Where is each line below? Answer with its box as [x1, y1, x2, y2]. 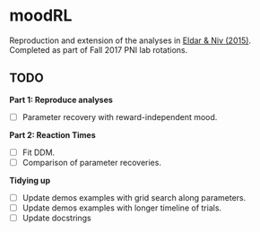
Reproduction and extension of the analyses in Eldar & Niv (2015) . [9, 35, 252, 46]
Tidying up [9, 175, 51, 185]
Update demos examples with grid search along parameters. [22, 192, 247, 202]
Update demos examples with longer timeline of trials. [22, 202, 222, 213]
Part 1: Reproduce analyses [9, 94, 114, 105]
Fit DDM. [22, 147, 56, 158]
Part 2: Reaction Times [9, 129, 96, 140]
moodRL [9, 5, 73, 26]
